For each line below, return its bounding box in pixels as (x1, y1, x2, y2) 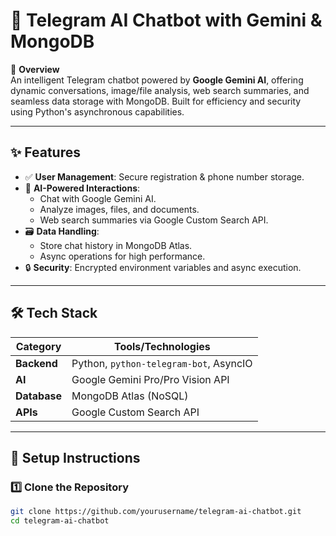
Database (15, 389, 63, 403)
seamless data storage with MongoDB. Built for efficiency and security (10, 95, 302, 107)
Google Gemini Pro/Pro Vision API (71, 372, 230, 386)
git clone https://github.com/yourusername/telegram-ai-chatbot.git (10, 507, 302, 517)
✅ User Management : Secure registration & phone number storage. (24, 170, 305, 183)
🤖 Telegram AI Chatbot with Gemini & (10, 9, 323, 32)
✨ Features (10, 144, 81, 161)
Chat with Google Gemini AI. (39, 192, 157, 204)
